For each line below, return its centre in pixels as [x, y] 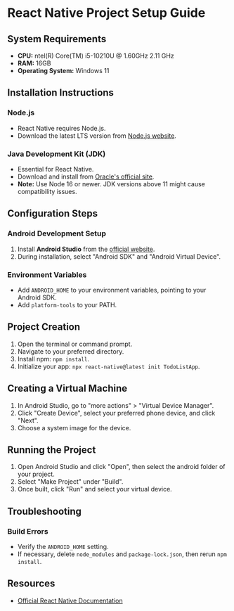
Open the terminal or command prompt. [75, 344]
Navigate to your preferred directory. [71, 351]
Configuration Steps [53, 213]
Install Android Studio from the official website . [86, 249]
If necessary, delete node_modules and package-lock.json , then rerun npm [122, 554]
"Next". [28, 420]
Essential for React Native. [56, 169]
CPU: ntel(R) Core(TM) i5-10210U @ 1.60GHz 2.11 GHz [96, 56]
